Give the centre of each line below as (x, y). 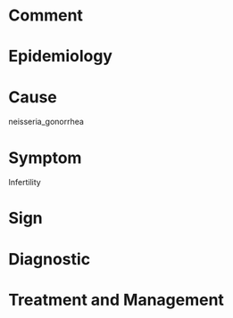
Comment (46, 16)
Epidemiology (61, 57)
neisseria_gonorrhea (46, 122)
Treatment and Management (116, 300)
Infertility (25, 183)
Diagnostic (50, 259)
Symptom (45, 158)
